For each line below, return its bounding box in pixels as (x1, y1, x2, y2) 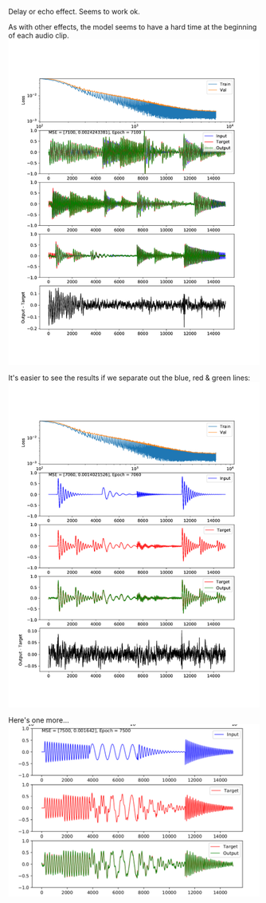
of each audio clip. (8, 31, 69, 40)
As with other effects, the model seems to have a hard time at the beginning (8, 22, 257, 31)
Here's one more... (8, 715, 69, 725)
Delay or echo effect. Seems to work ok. (8, 7, 141, 16)
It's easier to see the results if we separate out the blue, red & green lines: (8, 373, 251, 382)
